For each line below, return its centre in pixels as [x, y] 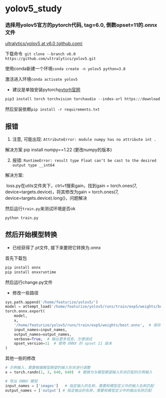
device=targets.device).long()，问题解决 [46, 198]
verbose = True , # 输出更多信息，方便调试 [53, 339]
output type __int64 [33, 166]
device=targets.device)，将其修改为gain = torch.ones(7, [62, 192]
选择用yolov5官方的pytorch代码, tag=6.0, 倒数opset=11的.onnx [81, 25]
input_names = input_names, [41, 330]
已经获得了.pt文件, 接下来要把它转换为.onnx [57, 247]
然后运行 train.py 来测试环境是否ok [40, 209]
